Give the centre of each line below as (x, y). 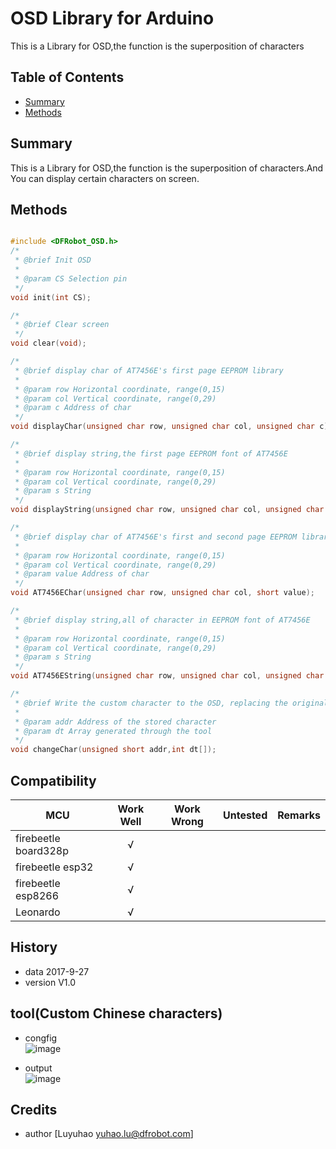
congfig (41, 1038)
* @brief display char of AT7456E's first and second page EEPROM (156, 537)
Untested (245, 815)
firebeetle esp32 (54, 867)
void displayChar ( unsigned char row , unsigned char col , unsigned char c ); (171, 427)
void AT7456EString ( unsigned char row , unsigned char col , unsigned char (167, 676)
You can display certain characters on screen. (105, 178)
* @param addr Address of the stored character (115, 722)
